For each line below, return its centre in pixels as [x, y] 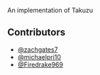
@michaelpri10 [39, 57]
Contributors [37, 32]
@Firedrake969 [40, 64]
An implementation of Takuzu [50, 10]
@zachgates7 [38, 50]
